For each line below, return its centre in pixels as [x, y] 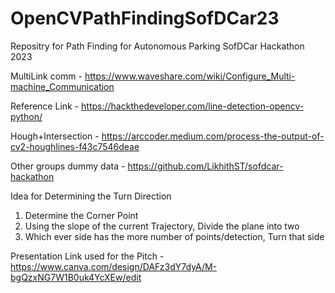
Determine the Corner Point [81, 215]
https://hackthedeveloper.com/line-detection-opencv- [193, 106]
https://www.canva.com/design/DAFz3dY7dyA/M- [114, 266]
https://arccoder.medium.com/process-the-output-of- [213, 136]
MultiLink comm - [46, 76]
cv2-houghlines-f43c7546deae [75, 146]
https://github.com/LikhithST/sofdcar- [205, 166]
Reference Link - [45, 106]
